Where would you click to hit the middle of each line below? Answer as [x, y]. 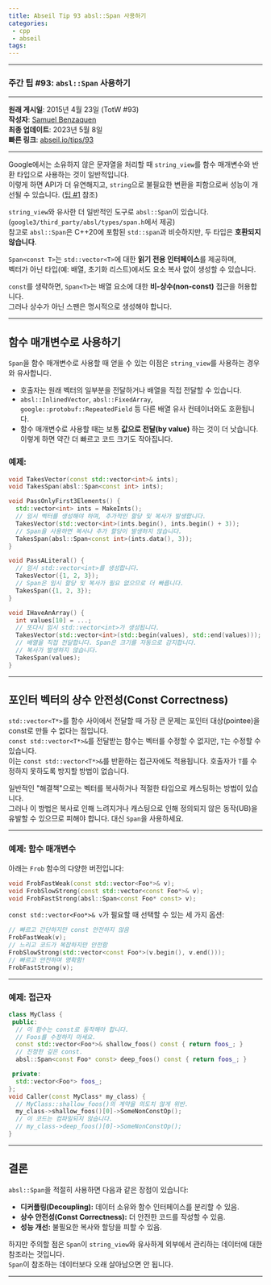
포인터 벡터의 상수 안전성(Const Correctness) [119, 700]
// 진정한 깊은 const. [49, 1052]
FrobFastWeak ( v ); [38, 938]
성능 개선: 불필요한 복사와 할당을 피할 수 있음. [91, 1227]
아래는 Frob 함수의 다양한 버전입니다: [66, 868]
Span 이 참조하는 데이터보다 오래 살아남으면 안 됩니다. [91, 1264]
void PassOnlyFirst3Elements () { [65, 501]
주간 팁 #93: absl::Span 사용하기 [69, 83]
